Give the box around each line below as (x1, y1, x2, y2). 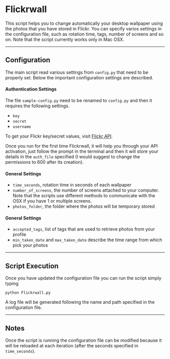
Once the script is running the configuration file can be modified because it (5, 337, 162, 343)
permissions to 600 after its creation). (5, 159, 84, 165)
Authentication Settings (5, 86, 57, 92)
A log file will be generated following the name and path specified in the (5, 299, 155, 305)
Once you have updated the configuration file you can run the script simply (5, 275, 162, 281)
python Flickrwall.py (5, 290, 51, 295)
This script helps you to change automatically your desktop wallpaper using (5, 20, 163, 26)
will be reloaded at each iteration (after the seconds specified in (5, 342, 138, 348)
